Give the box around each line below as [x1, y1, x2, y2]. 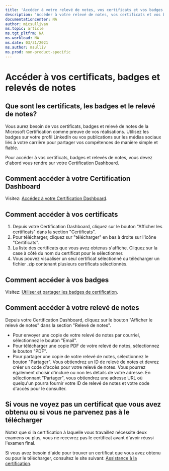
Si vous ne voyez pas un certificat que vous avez [5, 400, 161, 409]
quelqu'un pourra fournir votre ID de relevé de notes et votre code [12, 380, 150, 386]
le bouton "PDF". [12, 348, 47, 354]
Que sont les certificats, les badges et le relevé [5, 102, 155, 111]
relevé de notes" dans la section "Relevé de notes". [5, 322, 112, 328]
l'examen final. [5, 440, 36, 446]
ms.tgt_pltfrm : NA [5, 31, 44, 36]
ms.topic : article [5, 26, 44, 31]
